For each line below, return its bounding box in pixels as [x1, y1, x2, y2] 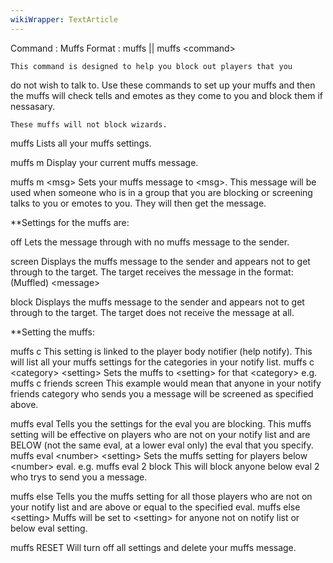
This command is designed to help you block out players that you [10, 61, 293, 71]
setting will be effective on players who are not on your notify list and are [10, 428, 311, 440]
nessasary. [10, 100, 56, 112]
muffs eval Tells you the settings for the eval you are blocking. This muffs [10, 417, 312, 430]
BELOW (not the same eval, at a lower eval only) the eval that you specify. [10, 439, 314, 451]
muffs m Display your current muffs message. [10, 156, 199, 168]
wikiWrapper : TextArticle [10, 14, 118, 25]
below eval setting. [10, 522, 88, 534]
